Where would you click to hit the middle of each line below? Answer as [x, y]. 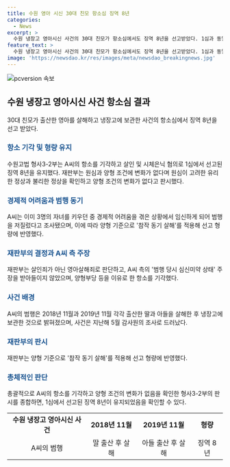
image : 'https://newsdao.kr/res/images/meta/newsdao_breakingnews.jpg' [111, 58]
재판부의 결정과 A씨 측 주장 [49, 253]
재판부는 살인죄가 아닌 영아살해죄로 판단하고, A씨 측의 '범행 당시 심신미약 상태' [111, 269]
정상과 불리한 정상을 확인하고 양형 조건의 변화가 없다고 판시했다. [99, 181]
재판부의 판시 [27, 342]
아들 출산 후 [160, 443]
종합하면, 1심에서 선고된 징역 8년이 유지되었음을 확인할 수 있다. [103, 402]
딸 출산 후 [107, 443]
